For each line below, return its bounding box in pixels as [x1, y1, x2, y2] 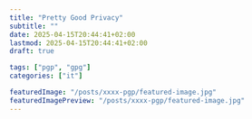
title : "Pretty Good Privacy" [9, 13, 124, 23]
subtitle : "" [9, 22, 59, 31]
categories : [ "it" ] [9, 71, 83, 81]
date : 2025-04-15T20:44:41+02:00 [9, 30, 136, 39]
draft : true [9, 47, 54, 56]
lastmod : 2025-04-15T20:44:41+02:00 [9, 38, 148, 48]
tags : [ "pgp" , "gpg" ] [9, 63, 92, 72]
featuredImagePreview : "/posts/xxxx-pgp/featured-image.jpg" [9, 96, 246, 105]
